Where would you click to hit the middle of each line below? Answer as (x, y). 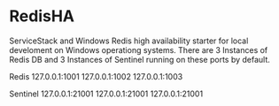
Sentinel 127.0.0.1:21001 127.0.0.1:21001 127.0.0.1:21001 (106, 94)
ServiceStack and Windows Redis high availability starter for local (129, 41)
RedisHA (42, 16)
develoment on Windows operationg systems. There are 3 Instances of (139, 49)
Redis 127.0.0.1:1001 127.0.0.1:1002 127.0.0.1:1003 (96, 76)
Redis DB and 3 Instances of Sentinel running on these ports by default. (139, 59)
